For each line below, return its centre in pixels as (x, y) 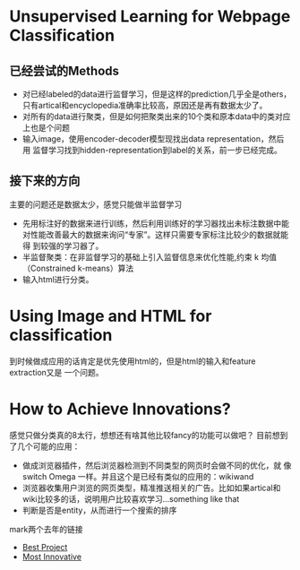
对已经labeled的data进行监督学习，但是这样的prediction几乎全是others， (157, 94)
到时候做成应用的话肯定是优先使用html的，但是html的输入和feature (133, 361)
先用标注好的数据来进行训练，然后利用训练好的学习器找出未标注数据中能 (155, 223)
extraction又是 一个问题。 (57, 372)
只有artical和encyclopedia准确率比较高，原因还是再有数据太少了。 (145, 105)
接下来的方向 (45, 181)
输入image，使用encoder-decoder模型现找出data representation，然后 (153, 139)
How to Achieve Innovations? (120, 409)
